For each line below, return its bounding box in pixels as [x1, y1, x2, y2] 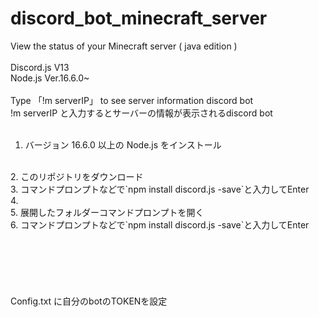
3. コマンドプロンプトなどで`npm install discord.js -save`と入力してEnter [10, 183, 310, 195]
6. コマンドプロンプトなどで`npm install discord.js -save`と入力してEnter [10, 218, 310, 231]
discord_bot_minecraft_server [10, 7, 268, 30]
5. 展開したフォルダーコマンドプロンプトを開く [10, 206, 205, 218]
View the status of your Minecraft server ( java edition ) [10, 40, 238, 52]
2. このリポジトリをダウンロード [10, 170, 144, 182]
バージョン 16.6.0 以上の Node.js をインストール [24, 138, 222, 151]
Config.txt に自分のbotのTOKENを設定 [10, 295, 168, 307]
